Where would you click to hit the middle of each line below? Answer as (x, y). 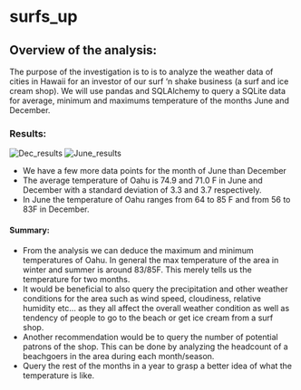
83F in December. (56, 209)
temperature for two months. (76, 279)
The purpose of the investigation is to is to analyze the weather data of (141, 71)
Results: (28, 133)
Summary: (29, 230)
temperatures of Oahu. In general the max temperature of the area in (150, 260)
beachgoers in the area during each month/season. (118, 356)
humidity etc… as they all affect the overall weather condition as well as (156, 308)
